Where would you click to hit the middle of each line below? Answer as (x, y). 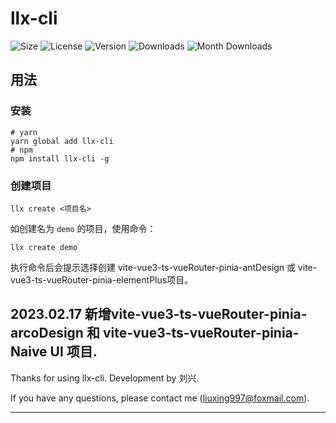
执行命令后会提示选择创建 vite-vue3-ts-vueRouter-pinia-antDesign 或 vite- (164, 267)
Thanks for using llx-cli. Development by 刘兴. (105, 378)
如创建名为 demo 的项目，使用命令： (83, 228)
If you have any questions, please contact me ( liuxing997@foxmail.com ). (160, 398)
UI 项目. (73, 352)
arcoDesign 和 (55, 333)
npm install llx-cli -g (60, 158)
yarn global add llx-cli (62, 141)
